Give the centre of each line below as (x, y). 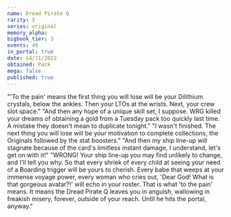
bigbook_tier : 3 (30, 39)
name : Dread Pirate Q (38, 13)
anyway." (20, 206)
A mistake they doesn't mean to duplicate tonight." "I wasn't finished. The (112, 126)
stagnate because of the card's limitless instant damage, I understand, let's (114, 148)
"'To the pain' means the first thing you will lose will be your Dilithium (105, 97)
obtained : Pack (29, 65)
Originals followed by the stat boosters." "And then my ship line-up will (107, 141)
